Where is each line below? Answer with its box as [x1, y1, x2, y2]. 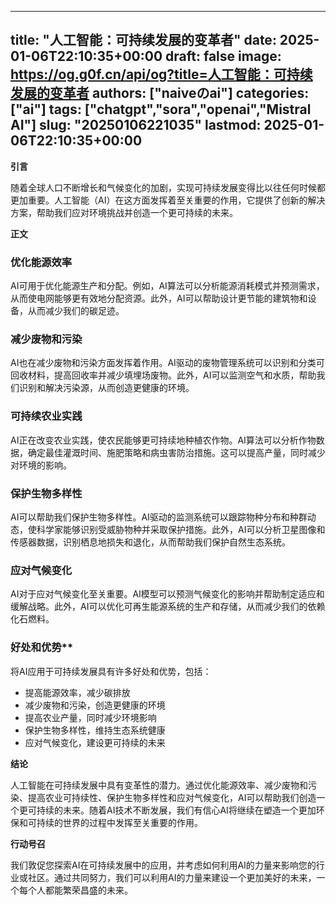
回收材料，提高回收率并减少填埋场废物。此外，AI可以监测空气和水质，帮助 [10, 369, 317, 381]
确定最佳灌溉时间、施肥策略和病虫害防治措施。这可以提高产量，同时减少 [27, 446, 326, 458]
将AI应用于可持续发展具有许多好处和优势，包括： [10, 665, 212, 677]
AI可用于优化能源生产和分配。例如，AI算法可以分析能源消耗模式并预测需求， [10, 280, 325, 292]
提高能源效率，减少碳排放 [24, 686, 131, 698]
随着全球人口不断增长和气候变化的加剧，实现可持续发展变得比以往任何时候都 [10, 181, 326, 193]
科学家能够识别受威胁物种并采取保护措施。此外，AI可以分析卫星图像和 [36, 524, 326, 535]
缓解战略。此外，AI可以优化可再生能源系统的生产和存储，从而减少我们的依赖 [10, 601, 326, 613]
